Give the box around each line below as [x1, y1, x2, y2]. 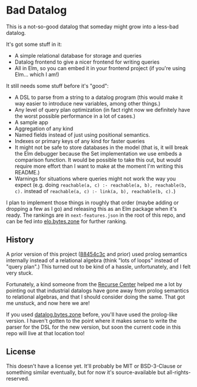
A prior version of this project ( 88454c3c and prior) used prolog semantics [6, 250, 188, 257]
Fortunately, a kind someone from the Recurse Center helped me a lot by [6, 280, 182, 287]
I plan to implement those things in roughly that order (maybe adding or [6, 199, 179, 206]
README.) [14, 168, 40, 176]
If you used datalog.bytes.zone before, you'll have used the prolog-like [6, 310, 178, 318]
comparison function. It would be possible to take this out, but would [14, 156, 181, 163]
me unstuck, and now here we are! [6, 299, 90, 306]
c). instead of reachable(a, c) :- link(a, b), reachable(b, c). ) [14, 187, 176, 194]
